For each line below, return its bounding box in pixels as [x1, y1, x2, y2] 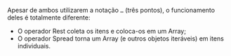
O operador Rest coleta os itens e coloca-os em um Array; [17, 27, 186, 35]
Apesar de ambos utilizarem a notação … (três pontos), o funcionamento [7, 6, 216, 14]
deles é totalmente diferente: [7, 13, 91, 22]
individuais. [17, 42, 51, 50]
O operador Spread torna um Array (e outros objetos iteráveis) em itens [17, 34, 225, 43]
